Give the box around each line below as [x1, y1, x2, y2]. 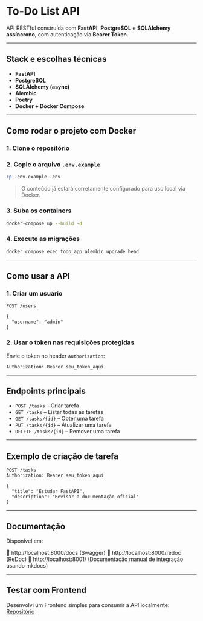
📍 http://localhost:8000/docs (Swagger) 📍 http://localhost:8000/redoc [6, 549, 181, 556]
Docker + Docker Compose [14, 102, 85, 110]
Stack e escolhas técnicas [6, 54, 107, 64]
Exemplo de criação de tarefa [6, 451, 119, 461]
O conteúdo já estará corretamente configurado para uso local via [21, 185, 186, 192]
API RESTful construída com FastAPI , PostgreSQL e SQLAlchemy [6, 24, 171, 32]
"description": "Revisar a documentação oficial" [11, 494, 139, 500]
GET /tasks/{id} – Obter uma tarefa [14, 415, 105, 422]
